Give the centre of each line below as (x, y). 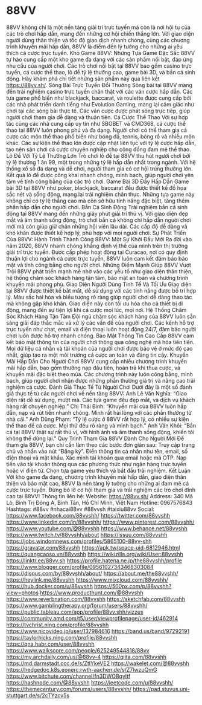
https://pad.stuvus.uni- (161, 689)
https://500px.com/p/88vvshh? (133, 586)
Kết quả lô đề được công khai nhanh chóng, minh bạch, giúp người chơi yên (100, 175)
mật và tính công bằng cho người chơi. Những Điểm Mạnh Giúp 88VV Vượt (99, 265)
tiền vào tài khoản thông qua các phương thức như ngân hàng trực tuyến (96, 464)
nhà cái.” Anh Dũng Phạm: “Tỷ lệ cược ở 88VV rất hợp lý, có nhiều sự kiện (98, 419)
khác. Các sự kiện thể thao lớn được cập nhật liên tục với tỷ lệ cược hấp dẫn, (101, 143)
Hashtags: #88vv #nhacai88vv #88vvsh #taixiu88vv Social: (80, 509)
